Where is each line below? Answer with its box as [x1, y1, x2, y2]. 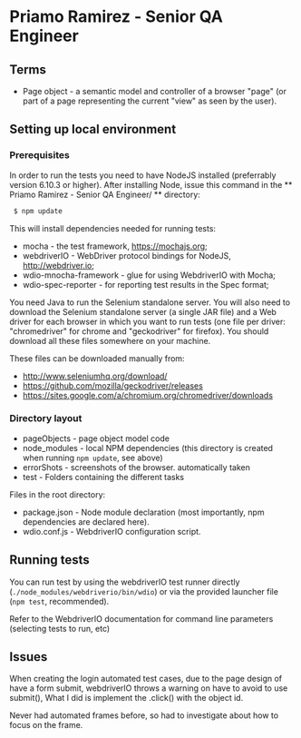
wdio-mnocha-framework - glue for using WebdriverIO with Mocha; [22, 270, 277, 280]
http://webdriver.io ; [22, 260, 95, 271]
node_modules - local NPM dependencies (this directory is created [22, 442, 274, 453]
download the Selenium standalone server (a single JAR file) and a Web [9, 306, 277, 317]
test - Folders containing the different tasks [22, 471, 184, 482]
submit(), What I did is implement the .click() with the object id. [9, 693, 244, 704]
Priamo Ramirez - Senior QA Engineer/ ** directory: [9, 189, 201, 200]
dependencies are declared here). [22, 516, 150, 527]
